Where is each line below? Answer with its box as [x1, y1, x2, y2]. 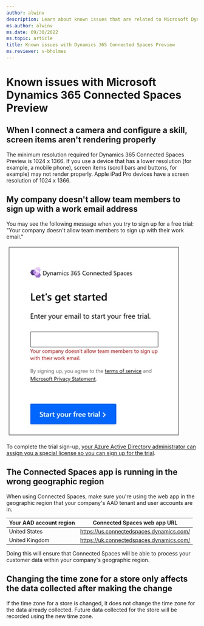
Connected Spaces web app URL [93, 519, 178, 526]
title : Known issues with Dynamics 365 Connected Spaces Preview [6, 42, 175, 48]
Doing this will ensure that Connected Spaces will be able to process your [6, 550, 191, 557]
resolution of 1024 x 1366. [6, 176, 71, 184]
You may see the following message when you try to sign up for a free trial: [6, 220, 194, 228]
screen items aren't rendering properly [6, 134, 157, 145]
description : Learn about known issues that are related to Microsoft [6, 16, 189, 23]
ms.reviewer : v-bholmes [6, 49, 67, 55]
